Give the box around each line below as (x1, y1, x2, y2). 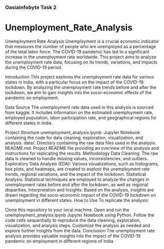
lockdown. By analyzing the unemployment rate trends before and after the (5, 84, 157, 90)
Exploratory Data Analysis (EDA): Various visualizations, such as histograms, (5, 161, 159, 166)
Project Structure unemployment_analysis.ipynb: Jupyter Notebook (5, 129, 141, 135)
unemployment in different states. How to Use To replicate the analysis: (5, 197, 149, 203)
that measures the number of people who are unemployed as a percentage (5, 43, 157, 49)
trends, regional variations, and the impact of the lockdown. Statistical (5, 171, 146, 177)
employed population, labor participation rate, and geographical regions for (5, 114, 157, 120)
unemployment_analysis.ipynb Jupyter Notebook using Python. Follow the (5, 212, 155, 218)
